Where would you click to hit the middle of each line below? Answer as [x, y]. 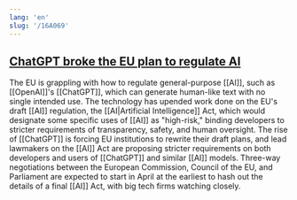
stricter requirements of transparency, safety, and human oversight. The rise [148, 130]
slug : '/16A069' [39, 26]
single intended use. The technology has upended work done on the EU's [143, 102]
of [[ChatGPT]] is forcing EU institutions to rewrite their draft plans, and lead [148, 139]
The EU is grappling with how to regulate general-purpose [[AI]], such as [142, 83]
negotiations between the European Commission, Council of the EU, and [141, 167]
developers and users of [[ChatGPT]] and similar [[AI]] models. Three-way [145, 158]
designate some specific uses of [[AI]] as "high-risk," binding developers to [147, 120]
